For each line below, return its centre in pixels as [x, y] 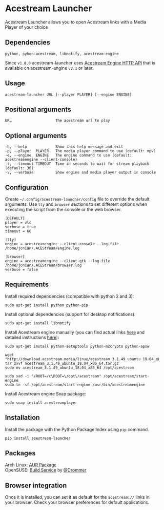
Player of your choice [27, 27]
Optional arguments [36, 135]
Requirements [27, 284]
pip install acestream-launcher [38, 438]
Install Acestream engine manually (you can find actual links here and [75, 332]
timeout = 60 [18, 231]
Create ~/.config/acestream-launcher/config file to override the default [77, 199]
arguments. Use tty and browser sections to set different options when [76, 204]
